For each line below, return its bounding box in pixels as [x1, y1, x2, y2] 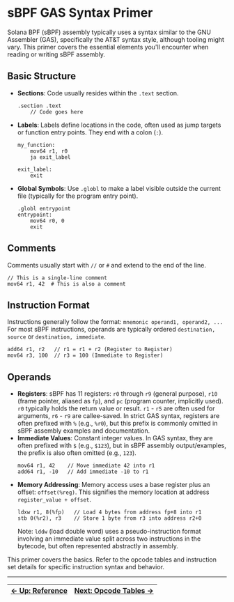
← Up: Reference [10, 586, 68, 596]
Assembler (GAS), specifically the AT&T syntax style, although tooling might [7, 35, 225, 43]
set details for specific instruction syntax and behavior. [7, 563, 165, 571]
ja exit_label [30, 153, 71, 161]
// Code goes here [30, 108, 84, 116]
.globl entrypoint [17, 205, 71, 212]
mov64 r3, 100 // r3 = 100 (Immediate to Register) [7, 352, 164, 360]
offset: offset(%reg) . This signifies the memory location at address [17, 488, 210, 496]
